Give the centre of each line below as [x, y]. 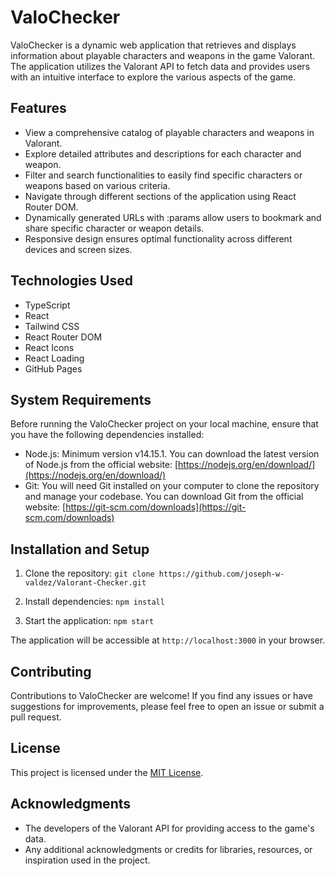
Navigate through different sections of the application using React [160, 196]
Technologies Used [71, 281]
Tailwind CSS [52, 326]
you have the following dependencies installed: [107, 435]
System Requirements [81, 399]
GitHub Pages [53, 368]
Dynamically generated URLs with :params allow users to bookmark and [173, 217]
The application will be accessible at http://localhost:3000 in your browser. [168, 640]
